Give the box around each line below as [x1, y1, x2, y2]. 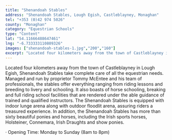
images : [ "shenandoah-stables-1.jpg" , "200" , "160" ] [5, 46, 116, 51]
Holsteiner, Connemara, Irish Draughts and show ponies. [5, 119, 124, 125]
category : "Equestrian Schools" [5, 27, 74, 32]
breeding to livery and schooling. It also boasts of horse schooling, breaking [5, 86, 166, 92]
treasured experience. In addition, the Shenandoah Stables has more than [5, 108, 161, 114]
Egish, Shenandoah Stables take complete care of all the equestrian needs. [5, 70, 164, 76]
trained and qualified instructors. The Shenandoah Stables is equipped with [5, 97, 165, 103]
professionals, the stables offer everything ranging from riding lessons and [5, 81, 163, 87]
